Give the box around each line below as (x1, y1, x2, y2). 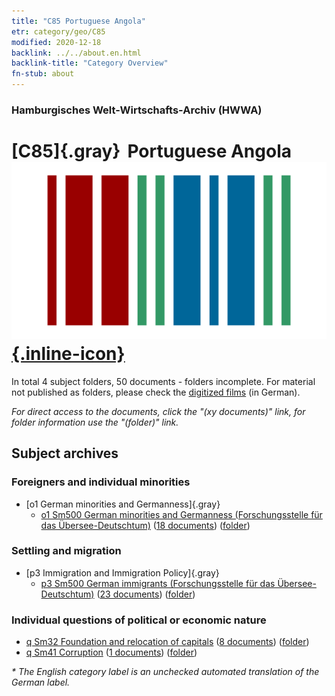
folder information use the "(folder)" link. (11, 416, 179, 428)
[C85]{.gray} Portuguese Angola (11, 140, 292, 163)
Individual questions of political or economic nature (11, 613, 267, 627)
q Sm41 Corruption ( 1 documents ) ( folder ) (25, 646, 198, 659)
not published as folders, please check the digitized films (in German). (11, 386, 301, 398)
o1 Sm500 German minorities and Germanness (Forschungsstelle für (40, 508, 323, 520)
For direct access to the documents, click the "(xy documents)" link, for (11, 405, 306, 417)
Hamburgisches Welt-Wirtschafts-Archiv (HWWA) (11, 103, 263, 117)
